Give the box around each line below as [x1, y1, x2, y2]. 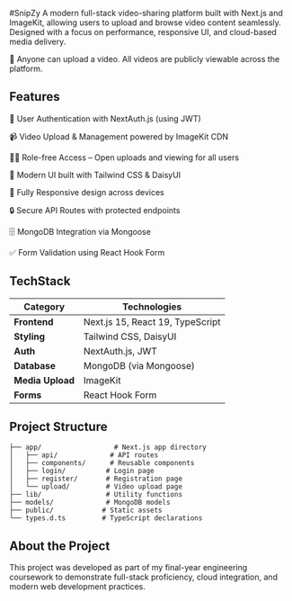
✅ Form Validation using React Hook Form [9, 247, 165, 257]
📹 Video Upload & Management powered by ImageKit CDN [9, 130, 229, 142]
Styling [13, 330, 46, 343]
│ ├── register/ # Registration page [9, 474, 182, 484]
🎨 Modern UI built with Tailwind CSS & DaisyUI [9, 169, 181, 180]
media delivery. [9, 36, 66, 47]
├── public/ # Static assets [9, 506, 164, 516]
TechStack [9, 274, 71, 289]
